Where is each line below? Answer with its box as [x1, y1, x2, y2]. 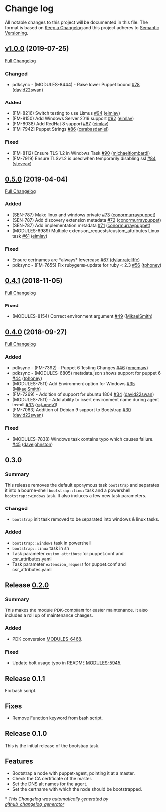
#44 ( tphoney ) [12, 375, 42, 381]
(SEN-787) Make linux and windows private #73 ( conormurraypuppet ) [12, 212, 156, 218]
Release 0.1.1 [5, 674, 45, 683]
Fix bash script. [5, 687, 37, 693]
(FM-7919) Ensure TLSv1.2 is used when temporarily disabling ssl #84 [12, 155, 156, 161]
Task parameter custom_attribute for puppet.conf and [12, 550, 124, 556]
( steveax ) [12, 160, 32, 167]
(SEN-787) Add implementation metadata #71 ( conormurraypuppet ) [12, 222, 151, 228]
